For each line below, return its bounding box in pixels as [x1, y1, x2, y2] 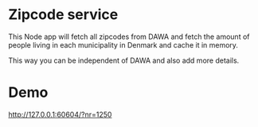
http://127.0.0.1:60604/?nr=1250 [8, 110, 112, 119]
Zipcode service [8, 6, 119, 24]
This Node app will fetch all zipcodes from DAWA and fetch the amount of [8, 32, 250, 41]
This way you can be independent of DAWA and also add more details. [8, 56, 240, 65]
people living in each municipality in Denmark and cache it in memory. [8, 40, 239, 49]
